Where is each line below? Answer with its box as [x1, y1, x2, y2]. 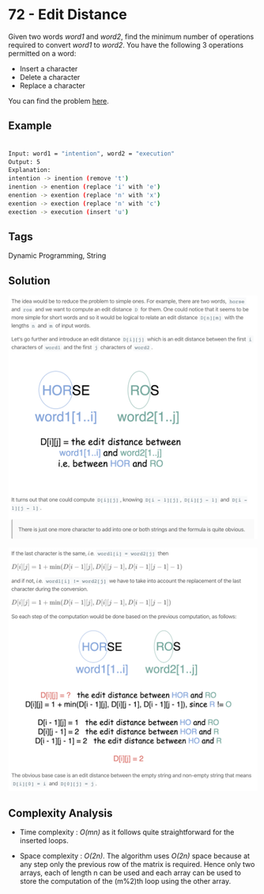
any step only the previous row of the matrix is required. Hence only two [19, 860, 255, 869]
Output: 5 [8, 158, 41, 166]
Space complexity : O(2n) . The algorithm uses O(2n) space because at [19, 851, 251, 861]
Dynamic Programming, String [8, 251, 107, 261]
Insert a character [19, 63, 78, 73]
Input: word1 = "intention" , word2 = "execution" [8, 149, 175, 158]
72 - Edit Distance [8, 6, 128, 24]
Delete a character [19, 72, 81, 82]
